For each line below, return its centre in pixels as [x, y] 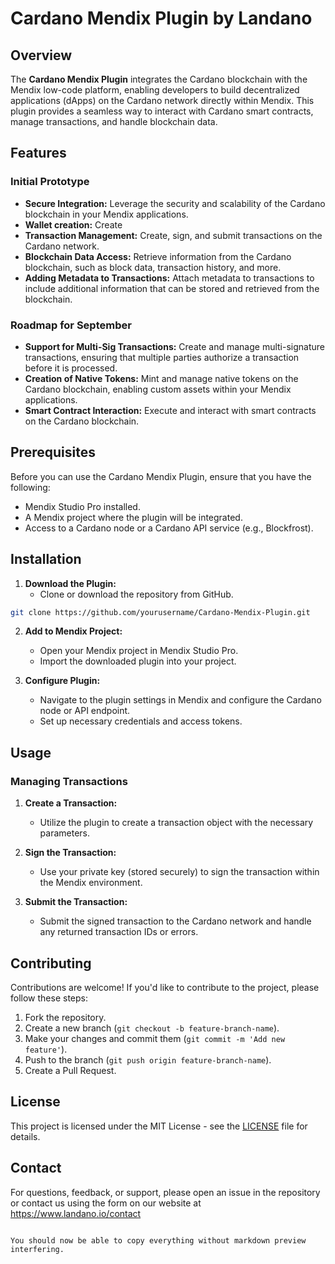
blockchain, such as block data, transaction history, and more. [153, 267]
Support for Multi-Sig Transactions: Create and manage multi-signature [175, 346]
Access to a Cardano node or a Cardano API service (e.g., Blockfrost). [169, 528]
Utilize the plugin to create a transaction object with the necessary [176, 823]
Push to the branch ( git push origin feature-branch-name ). [148, 1059]
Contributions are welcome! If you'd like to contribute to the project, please [165, 987]
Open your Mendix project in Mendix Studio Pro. [139, 651]
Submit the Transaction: [76, 902]
